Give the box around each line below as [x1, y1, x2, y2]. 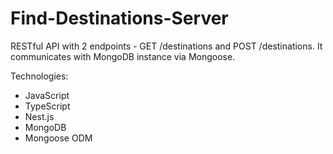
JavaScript [24, 89, 70, 101]
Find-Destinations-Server [10, 7, 229, 30]
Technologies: [10, 70, 69, 82]
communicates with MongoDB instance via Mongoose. [10, 50, 236, 62]
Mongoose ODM [24, 132, 93, 144]
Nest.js [24, 110, 55, 122]
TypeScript [24, 100, 71, 112]
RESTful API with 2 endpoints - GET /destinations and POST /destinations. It [10, 40, 323, 52]
